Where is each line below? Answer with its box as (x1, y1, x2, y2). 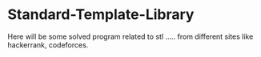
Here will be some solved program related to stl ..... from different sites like (7, 32, 254, 41)
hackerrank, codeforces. (7, 40, 89, 49)
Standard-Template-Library (7, 6, 195, 24)
